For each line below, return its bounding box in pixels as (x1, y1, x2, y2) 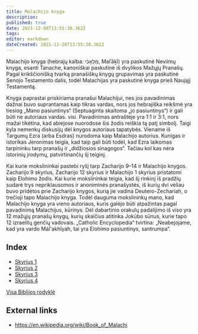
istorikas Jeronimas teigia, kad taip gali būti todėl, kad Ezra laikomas (6, 138, 173, 145)
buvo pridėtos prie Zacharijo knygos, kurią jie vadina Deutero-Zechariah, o (6, 187, 188, 194)
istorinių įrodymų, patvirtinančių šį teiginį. (6, 151, 106, 158)
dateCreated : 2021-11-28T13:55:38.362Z (6, 42, 105, 48)
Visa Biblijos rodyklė (6, 288, 56, 296)
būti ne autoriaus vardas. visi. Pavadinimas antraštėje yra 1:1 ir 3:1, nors (6, 113, 179, 120)
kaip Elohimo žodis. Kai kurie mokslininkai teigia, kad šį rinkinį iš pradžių (6, 175, 181, 182)
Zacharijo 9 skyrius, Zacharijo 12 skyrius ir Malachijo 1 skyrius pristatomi (6, 168, 182, 176)
